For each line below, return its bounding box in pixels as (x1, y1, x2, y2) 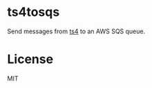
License (7, 51, 54, 67)
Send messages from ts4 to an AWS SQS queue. (7, 27, 146, 35)
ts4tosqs (7, 4, 60, 20)
